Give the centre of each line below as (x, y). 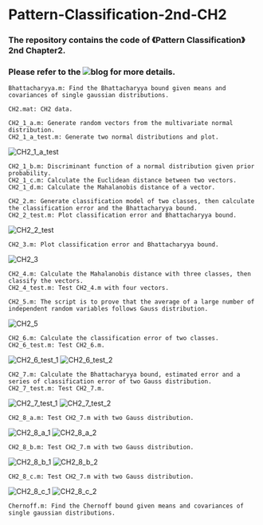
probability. (30, 174)
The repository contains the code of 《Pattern (96, 40)
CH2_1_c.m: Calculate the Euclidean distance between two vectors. (123, 181)
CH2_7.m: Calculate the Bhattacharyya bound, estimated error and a (124, 375)
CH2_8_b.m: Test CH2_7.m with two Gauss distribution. (101, 448)
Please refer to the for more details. (92, 72)
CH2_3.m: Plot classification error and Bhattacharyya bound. (114, 245)
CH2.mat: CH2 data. (41, 109)
